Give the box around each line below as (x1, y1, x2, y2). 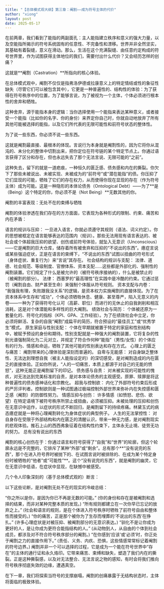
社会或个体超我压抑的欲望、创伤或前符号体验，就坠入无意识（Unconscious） (5, 239, 158, 245)
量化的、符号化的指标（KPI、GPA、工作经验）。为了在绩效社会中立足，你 (9, 312, 155, 319)
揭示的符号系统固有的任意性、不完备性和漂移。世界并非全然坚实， (26, 41, 159, 47)
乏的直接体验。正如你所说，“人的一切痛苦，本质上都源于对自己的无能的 (5, 361, 148, 368)
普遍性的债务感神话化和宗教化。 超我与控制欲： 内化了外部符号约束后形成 (9, 380, 157, 386)
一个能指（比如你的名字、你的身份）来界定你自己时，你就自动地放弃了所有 (9, 115, 159, 121)
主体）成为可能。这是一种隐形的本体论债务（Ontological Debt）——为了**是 (5, 183, 159, 189)
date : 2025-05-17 (5, 21, 41, 26)
